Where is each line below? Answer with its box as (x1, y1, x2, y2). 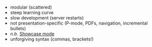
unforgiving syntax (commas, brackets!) (10, 36, 94, 42)
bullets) (10, 25, 26, 31)
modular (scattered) (10, 4, 52, 10)
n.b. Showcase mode (10, 31, 55, 36)
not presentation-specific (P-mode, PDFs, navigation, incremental (10, 20, 148, 26)
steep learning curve (10, 9, 54, 15)
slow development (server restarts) (10, 15, 84, 20)
